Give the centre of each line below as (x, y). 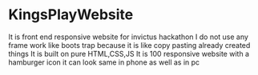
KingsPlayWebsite (71, 15)
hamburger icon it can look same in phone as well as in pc (104, 62)
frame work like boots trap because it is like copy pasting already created (129, 45)
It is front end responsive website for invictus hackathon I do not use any (128, 37)
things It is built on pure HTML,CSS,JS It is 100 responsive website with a (129, 53)
